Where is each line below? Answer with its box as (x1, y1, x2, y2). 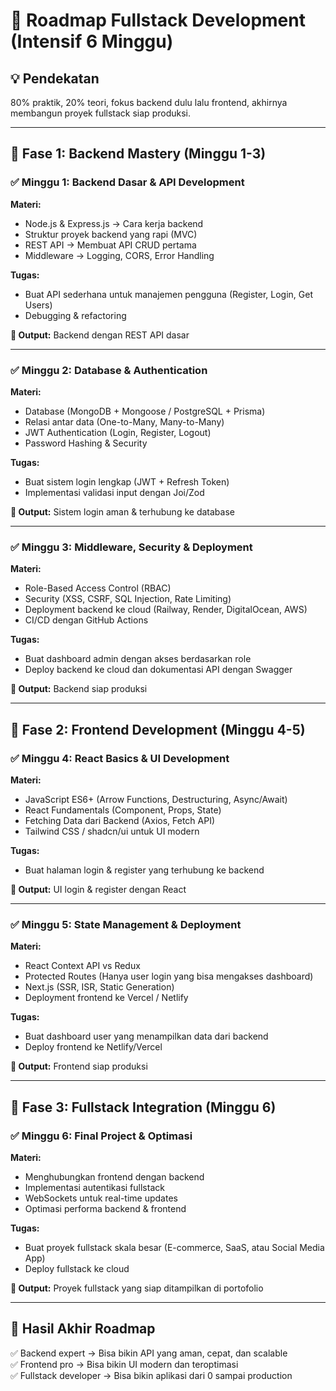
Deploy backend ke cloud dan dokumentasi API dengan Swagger (24, 664, 293, 676)
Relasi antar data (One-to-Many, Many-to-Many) (24, 415, 225, 428)
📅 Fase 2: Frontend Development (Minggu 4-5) (10, 721, 306, 738)
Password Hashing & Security (24, 437, 148, 449)
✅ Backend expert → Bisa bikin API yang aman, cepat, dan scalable (10, 1347, 288, 1359)
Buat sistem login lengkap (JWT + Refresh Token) (24, 475, 230, 488)
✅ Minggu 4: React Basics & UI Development (10, 751, 230, 765)
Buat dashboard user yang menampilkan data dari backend (24, 1030, 269, 1043)
